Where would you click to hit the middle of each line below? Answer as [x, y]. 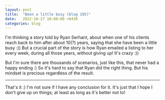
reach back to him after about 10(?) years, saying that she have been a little [81, 43]
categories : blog [23, 23]
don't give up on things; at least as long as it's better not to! [65, 93]
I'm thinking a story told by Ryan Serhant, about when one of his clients [77, 37]
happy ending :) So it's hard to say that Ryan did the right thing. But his [77, 68]
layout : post [18, 10]
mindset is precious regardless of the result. [50, 73]
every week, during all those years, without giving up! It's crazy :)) [72, 53]
